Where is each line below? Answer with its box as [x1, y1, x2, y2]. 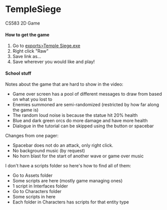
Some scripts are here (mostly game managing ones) [12, 178, 123, 184]
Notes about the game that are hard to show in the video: [5, 81, 124, 87]
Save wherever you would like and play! [12, 59, 95, 65]
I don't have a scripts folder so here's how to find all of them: [5, 163, 132, 169]
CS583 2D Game [5, 20, 40, 26]
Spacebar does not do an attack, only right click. [12, 142, 114, 148]
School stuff [5, 70, 32, 76]
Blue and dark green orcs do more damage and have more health [12, 118, 148, 124]
